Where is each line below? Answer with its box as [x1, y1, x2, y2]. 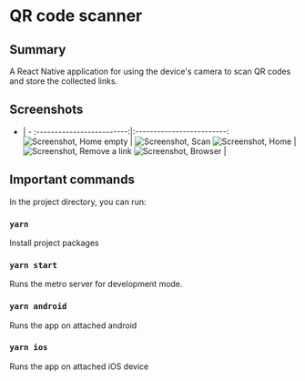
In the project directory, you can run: [9, 196, 147, 207]
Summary [9, 42, 66, 57]
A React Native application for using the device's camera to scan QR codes [9, 66, 291, 77]
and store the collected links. [9, 76, 118, 87]
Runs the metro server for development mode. [9, 279, 183, 290]
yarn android [9, 302, 67, 312]
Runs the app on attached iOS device [9, 361, 149, 372]
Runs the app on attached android [9, 320, 137, 331]
